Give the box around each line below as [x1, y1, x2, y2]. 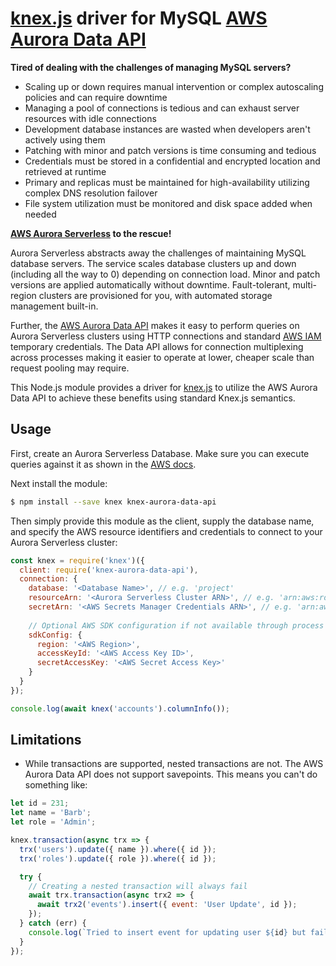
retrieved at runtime [24, 165, 107, 177]
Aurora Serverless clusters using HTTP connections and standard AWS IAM [10, 330, 322, 342]
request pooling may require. [10, 362, 130, 374]
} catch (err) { [19, 918, 87, 929]
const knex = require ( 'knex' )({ [10, 555, 145, 566]
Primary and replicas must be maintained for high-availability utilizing [24, 176, 310, 188]
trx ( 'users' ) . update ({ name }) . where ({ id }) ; [19, 844, 217, 854]
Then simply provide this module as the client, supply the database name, [10, 515, 315, 527]
